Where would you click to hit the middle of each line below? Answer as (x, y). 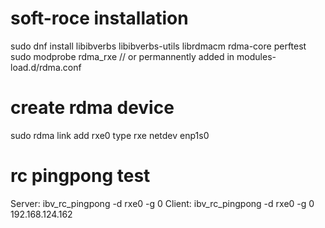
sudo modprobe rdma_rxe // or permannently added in (122, 56)
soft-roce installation (99, 18)
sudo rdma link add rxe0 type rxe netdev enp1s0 (110, 135)
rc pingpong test (80, 176)
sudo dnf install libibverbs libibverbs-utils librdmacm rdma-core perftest (158, 46)
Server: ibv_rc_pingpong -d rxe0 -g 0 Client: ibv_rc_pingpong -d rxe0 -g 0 (162, 203)
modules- (256, 56)
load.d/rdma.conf (46, 67)
